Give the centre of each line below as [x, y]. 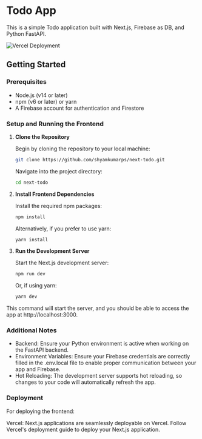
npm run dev [30, 274]
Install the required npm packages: [58, 206]
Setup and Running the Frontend [55, 124]
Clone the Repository [42, 136]
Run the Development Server [52, 251]
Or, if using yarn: [36, 286]
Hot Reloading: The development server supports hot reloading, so [99, 376]
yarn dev [26, 297]
